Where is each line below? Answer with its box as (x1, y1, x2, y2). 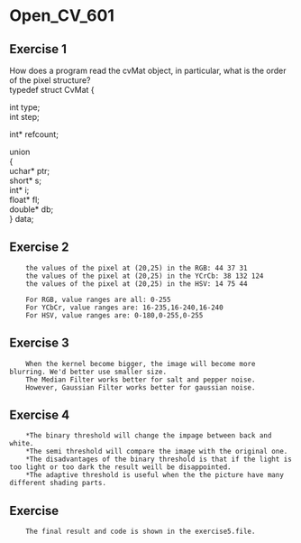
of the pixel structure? (9, 75, 91, 86)
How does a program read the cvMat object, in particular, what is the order (9, 65, 287, 76)
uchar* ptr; (9, 166, 50, 176)
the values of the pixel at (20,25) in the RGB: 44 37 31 (25, 263, 248, 272)
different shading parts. (9, 479, 106, 488)
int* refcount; (9, 129, 59, 140)
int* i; (9, 185, 30, 195)
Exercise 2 (9, 240, 69, 255)
